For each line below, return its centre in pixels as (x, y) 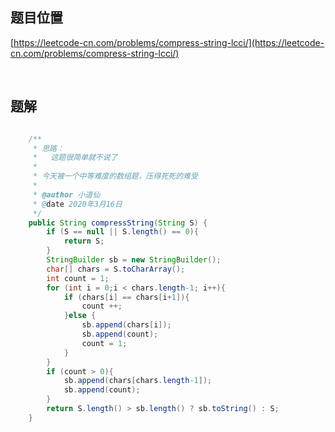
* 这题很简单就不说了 (75, 158)
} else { (80, 316)
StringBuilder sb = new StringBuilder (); (134, 260)
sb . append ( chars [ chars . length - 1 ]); (138, 381)
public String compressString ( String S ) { (118, 223)
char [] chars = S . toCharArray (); (116, 269)
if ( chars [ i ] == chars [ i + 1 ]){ (126, 297)
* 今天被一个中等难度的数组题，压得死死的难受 (115, 176)
